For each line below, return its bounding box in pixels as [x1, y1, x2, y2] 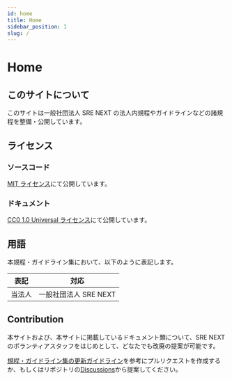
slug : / [7, 29, 30, 37]
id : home [7, 10, 33, 17]
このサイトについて [7, 88, 90, 101]
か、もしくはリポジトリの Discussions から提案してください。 [7, 365, 183, 373]
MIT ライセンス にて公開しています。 [7, 179, 111, 188]
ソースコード [7, 162, 50, 172]
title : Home [7, 17, 42, 24]
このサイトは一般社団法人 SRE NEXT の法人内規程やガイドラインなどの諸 [7, 109, 217, 117]
